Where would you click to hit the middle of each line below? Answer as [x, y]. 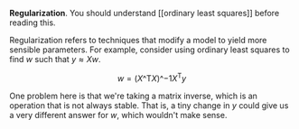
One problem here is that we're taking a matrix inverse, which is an [133, 96]
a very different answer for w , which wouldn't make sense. [118, 115]
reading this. [33, 23]
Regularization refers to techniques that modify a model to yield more [138, 40]
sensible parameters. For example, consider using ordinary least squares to [150, 50]
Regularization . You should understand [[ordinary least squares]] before [145, 13]
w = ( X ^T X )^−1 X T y [152, 78]
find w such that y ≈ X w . [55, 59]
